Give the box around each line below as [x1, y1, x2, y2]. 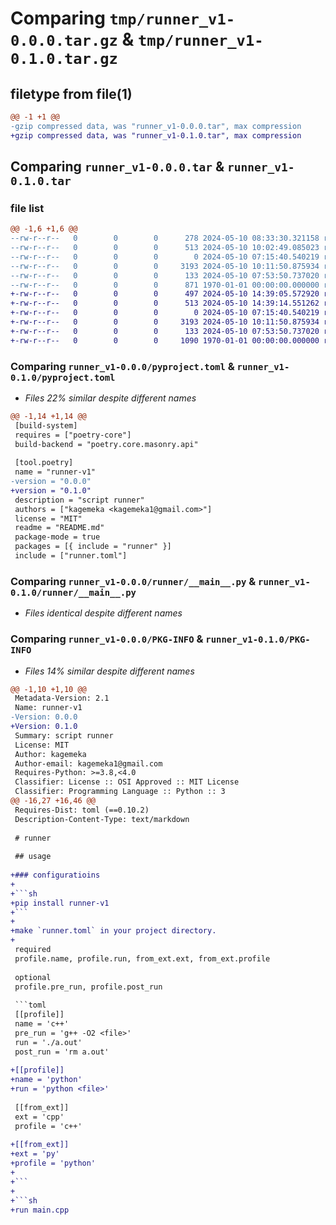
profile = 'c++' [14, 1121, 83, 1131]
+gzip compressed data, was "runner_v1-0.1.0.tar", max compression [10, 130, 302, 141]
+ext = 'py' [10, 1149, 60, 1159]
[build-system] [14, 420, 78, 431]
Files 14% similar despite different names [24, 665, 195, 677]
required [14, 945, 52, 955]
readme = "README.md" [14, 523, 105, 533]
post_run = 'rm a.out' [14, 1047, 110, 1057]
